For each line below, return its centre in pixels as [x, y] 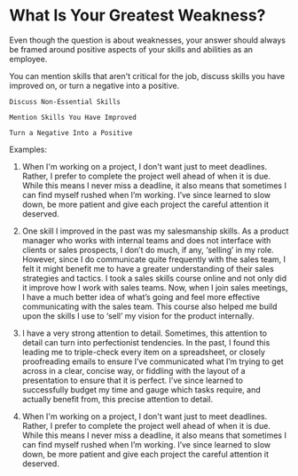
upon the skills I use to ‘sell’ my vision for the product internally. [138, 315]
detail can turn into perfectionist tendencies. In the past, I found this [146, 342]
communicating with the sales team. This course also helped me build [149, 306]
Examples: [28, 149]
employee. [28, 59]
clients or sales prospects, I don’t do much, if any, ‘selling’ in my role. [148, 250]
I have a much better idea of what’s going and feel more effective [141, 297]
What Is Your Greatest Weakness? [137, 16]
